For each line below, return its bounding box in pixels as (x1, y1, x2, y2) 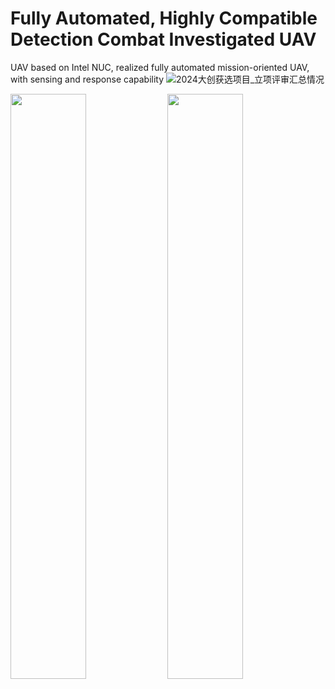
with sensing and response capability (10, 73, 165, 85)
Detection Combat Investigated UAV (10, 28, 317, 51)
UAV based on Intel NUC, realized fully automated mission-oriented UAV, (10, 61, 310, 73)
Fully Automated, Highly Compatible (10, 7, 318, 30)
